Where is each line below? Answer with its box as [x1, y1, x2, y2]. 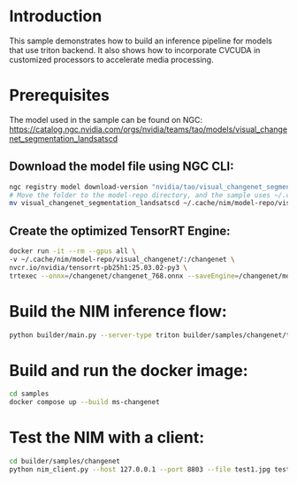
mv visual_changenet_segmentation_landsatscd [9, 199, 179, 208]
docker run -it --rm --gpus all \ [9, 247, 137, 256]
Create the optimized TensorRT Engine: [9, 223, 232, 238]
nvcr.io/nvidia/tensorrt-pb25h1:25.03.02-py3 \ [9, 263, 188, 272]
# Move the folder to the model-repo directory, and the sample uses [9, 190, 271, 200]
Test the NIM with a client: [9, 427, 205, 448]
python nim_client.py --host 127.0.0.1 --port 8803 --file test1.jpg [9, 464, 271, 474]
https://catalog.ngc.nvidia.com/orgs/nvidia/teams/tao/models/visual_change [9, 124, 288, 134]
